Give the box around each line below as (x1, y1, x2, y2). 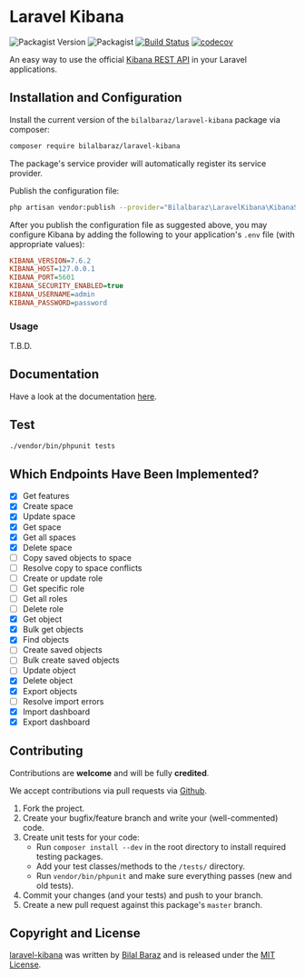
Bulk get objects (22, 624, 84, 635)
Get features (22, 491, 70, 502)
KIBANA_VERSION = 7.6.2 (9, 256, 92, 265)
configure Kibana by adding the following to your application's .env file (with (9, 229, 295, 240)
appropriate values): (9, 238, 85, 249)
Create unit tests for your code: (22, 832, 140, 843)
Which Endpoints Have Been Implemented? (9, 466, 260, 482)
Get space (22, 521, 62, 533)
